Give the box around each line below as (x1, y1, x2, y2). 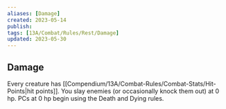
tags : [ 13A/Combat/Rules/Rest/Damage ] (7, 29, 119, 37)
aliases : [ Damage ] (7, 10, 60, 17)
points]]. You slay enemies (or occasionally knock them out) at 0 (35, 87, 220, 95)
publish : (7, 23, 33, 30)
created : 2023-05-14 (7, 17, 67, 23)
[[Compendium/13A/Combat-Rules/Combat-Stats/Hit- (62, 79, 216, 88)
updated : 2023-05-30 (7, 36, 67, 43)
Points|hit (7, 87, 35, 95)
